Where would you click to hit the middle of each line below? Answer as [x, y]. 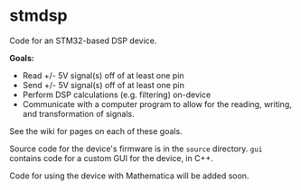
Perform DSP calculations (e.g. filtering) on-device [117, 95]
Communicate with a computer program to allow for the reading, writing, [157, 104]
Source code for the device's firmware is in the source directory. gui [136, 149]
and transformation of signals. [78, 113]
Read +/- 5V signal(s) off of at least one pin [103, 75]
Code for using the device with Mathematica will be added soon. [129, 176]
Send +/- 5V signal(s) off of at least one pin [103, 85]
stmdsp [38, 16]
